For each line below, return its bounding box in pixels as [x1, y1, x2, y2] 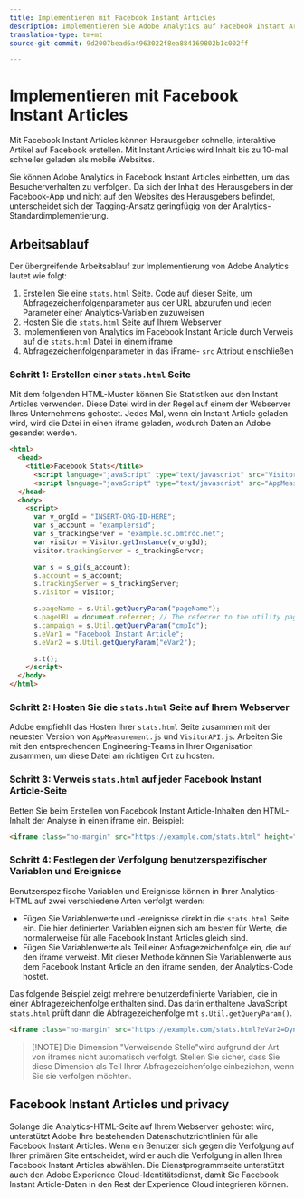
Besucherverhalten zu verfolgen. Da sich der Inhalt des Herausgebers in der [9, 181, 294, 192]
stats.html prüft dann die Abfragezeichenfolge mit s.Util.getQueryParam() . [9, 1008, 292, 1019]
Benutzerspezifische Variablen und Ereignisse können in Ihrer [9, 885, 239, 896]
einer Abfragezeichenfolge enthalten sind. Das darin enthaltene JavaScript [9, 998, 288, 1009]
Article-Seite [9, 785, 68, 797]
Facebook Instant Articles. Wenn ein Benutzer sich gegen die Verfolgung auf [9, 1140, 295, 1151]
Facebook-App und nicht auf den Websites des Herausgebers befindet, [9, 191, 276, 202]
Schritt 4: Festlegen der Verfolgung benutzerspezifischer [9, 853, 268, 866]
